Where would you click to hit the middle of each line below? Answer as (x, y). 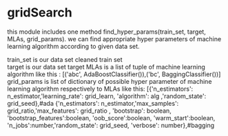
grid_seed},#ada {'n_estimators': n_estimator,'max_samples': (93, 103)
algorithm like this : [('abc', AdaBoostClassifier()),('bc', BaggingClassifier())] (114, 74)
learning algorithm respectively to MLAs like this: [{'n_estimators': (100, 89)
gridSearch (40, 13)
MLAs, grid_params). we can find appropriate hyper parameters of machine (114, 38)
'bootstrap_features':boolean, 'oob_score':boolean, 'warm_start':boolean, (111, 117)
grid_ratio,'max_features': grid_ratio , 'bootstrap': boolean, (90, 111)
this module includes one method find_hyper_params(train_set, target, (107, 32)
